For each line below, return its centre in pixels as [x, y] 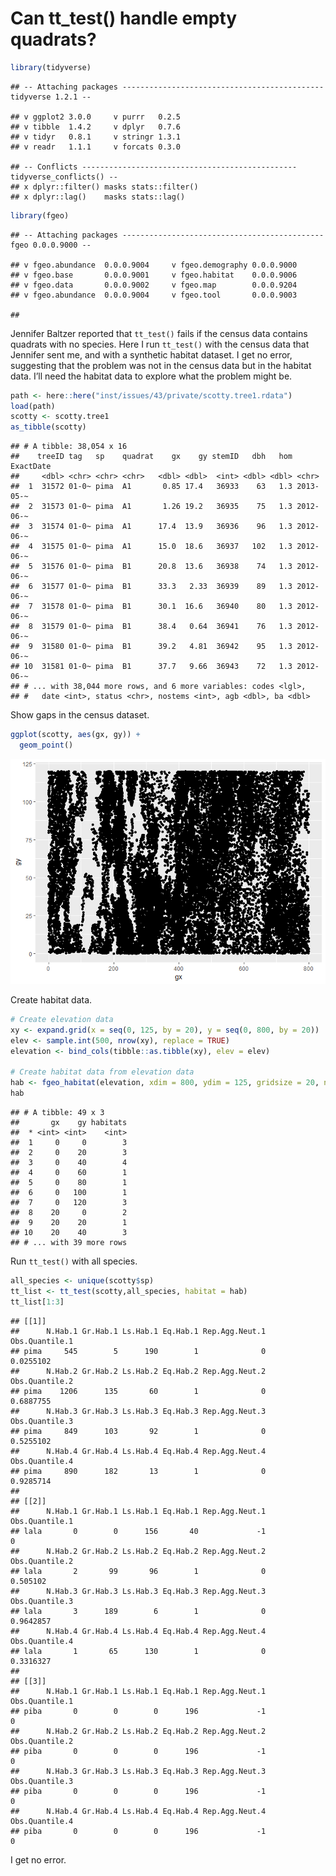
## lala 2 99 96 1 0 [138, 1571]
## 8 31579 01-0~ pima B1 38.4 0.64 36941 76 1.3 [151, 627]
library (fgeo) [40, 215]
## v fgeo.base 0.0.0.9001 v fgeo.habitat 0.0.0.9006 [154, 275]
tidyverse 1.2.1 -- [51, 97]
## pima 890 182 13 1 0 [138, 1471]
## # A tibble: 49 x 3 [57, 1112]
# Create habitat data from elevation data [102, 1072]
